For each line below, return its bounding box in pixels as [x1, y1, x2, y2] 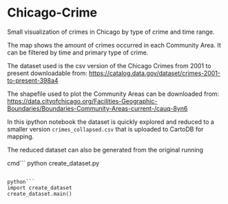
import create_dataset [7, 184, 72, 191]
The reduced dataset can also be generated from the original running [7, 145, 204, 154]
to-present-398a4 [7, 76, 59, 84]
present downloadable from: [7, 69, 87, 77]
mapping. [7, 132, 34, 141]
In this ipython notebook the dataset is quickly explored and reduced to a [7, 117, 215, 125]
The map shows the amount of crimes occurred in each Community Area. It [7, 41, 222, 49]
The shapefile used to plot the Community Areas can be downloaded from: [7, 90, 219, 98]
